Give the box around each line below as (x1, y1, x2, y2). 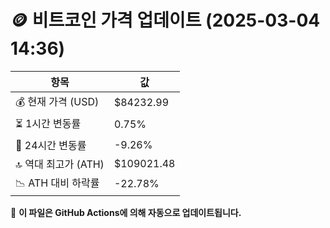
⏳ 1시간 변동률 (15, 116, 82, 130)
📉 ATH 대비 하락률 (15, 176, 100, 190)
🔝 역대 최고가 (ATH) (15, 157, 105, 171)
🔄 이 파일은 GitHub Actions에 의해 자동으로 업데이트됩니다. (10, 206, 242, 218)
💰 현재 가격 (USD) (15, 94, 100, 108)
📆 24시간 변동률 (15, 138, 87, 152)
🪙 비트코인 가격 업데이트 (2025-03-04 (10, 9, 321, 32)
